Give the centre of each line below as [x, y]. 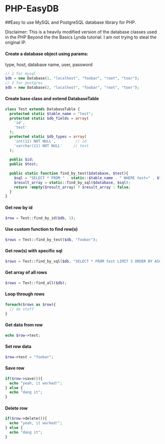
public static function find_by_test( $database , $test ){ [69, 173]
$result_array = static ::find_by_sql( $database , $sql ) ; [72, 182]
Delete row [16, 408]
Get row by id [19, 207]
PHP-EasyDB [32, 9]
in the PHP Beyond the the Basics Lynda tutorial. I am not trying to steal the [81, 37]
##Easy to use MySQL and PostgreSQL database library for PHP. [70, 22]
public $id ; [22, 160]
